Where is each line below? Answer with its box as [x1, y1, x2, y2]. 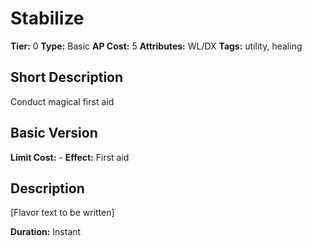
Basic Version [10, 125, 98, 142]
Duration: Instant [10, 226, 82, 238]
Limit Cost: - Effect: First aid [10, 151, 130, 163]
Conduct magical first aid [10, 95, 115, 107]
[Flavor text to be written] [10, 207, 115, 219]
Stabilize [10, 7, 85, 30]
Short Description [10, 69, 124, 86]
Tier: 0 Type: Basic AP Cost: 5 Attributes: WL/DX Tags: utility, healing [10, 40, 303, 52]
